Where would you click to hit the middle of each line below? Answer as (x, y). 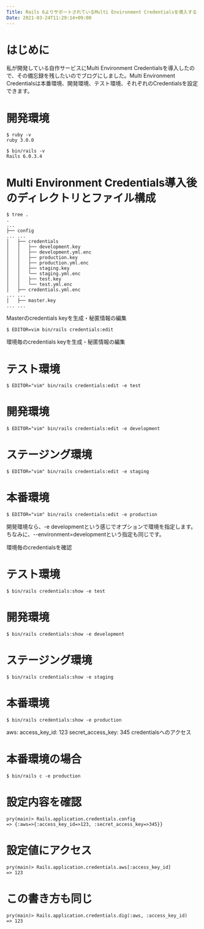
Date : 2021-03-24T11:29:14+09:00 (49, 18)
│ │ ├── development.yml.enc (49, 252)
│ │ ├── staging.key (38, 268)
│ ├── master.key (31, 301)
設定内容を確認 (44, 802)
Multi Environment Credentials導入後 (102, 183)
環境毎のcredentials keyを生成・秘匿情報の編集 (66, 342)
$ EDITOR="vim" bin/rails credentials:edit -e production (82, 515)
